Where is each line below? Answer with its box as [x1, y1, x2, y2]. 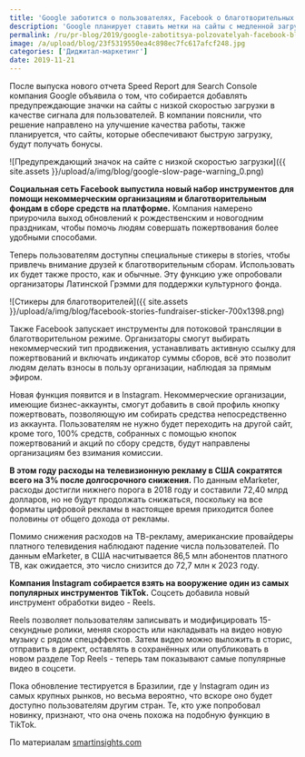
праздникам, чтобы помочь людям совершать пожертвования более [9, 222, 279, 233]
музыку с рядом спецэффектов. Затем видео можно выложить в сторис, [9, 634, 293, 644]
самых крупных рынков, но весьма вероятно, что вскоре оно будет [9, 691, 273, 701]
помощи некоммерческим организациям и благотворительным [9, 193, 267, 204]
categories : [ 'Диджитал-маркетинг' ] [9, 47, 148, 56]
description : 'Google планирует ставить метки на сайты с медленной [9, 22, 274, 31]
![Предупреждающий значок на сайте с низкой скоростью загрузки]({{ [9, 156, 286, 167]
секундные [9, 624, 53, 635]
